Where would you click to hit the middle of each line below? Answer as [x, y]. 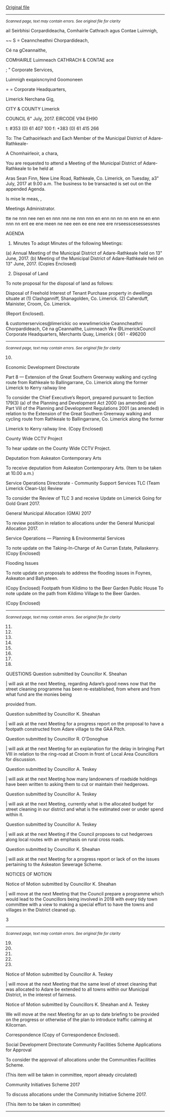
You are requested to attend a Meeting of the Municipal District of [74, 163]
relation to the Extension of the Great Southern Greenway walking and [78, 414]
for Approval [19, 1050]
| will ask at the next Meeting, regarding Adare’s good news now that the [81, 684]
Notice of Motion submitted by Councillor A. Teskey [59, 974]
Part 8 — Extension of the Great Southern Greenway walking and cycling [81, 377]
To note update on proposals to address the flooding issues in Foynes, [79, 573]
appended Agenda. [26, 189]
